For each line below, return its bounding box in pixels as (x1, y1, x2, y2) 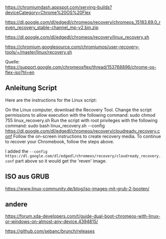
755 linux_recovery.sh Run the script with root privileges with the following (5, 117, 158, 123)
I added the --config (5, 148, 48, 154)
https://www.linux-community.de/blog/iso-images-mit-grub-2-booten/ (5, 186, 150, 192)
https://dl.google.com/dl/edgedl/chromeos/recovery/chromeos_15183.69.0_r (5, 19, 161, 25)
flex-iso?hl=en (5, 69, 35, 75)
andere (5, 200, 28, 209)
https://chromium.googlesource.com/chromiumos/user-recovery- (5, 44, 140, 49)
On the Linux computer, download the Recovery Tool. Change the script (5, 107, 152, 113)
